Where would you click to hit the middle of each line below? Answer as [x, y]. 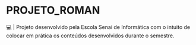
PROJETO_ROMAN [53, 10]
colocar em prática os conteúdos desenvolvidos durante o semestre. [90, 36]
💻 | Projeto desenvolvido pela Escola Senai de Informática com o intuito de [98, 27]
